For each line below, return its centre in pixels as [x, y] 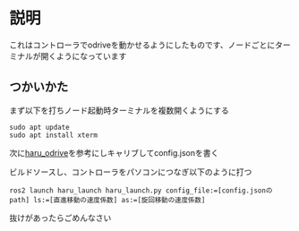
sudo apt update [39, 127]
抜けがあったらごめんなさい [60, 218]
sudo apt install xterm [54, 135]
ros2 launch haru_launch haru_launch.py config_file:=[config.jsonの [141, 190]
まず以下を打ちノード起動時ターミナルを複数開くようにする [120, 110]
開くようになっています [83, 56]
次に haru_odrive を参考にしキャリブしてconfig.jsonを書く [114, 152]
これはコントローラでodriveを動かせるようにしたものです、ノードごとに [142, 45]
